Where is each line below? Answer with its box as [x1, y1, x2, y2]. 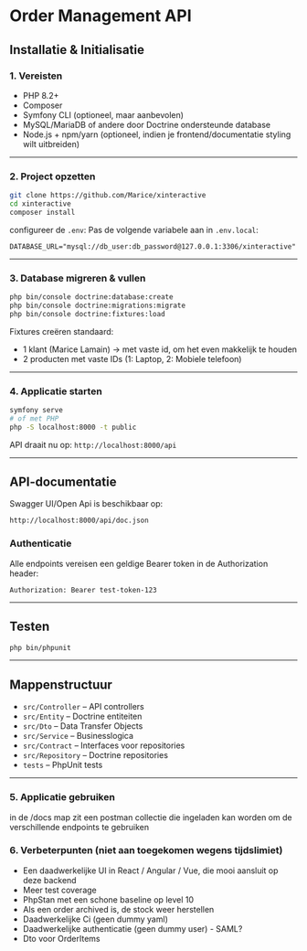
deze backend [22, 874, 77, 885]
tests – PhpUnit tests [22, 760, 103, 771]
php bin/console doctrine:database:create [9, 293, 174, 302]
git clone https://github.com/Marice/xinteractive [9, 191, 206, 200]
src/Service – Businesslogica [22, 731, 134, 742]
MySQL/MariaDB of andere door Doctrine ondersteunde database [22, 119, 271, 130]
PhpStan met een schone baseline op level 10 [22, 893, 195, 905]
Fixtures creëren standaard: [9, 326, 114, 337]
